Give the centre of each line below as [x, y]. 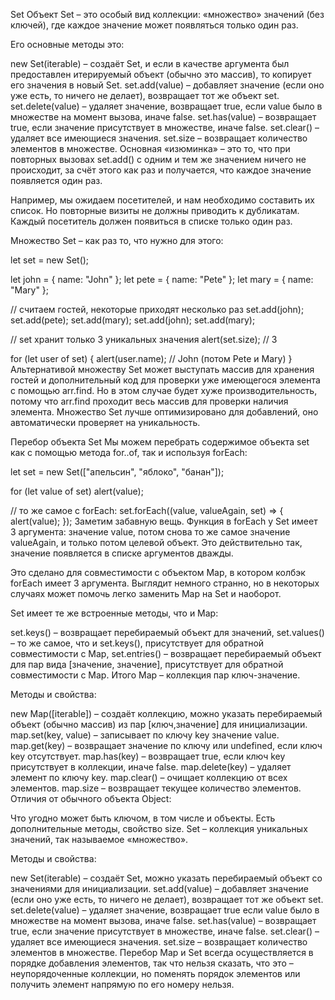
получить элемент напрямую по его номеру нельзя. [122, 984]
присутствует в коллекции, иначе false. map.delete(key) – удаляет [151, 767]
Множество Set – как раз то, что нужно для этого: [117, 240]
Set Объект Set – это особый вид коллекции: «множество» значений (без [167, 14]
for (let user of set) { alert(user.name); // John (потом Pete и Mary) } [151, 358]
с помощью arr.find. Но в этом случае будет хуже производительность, [164, 390]
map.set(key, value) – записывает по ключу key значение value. [145, 735]
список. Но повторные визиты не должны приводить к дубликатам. [155, 210]
